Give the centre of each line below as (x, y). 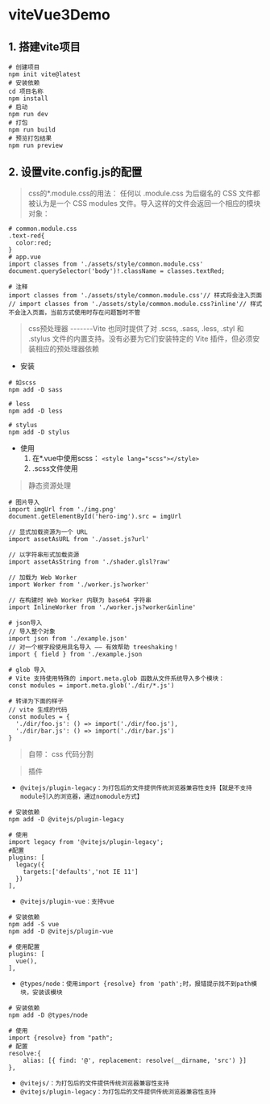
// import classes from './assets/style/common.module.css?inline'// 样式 (135, 304)
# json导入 (25, 623)
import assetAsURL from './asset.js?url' (79, 539)
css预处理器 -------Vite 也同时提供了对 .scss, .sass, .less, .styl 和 (136, 328)
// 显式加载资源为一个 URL (48, 532)
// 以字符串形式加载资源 (44, 555)
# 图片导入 (24, 502)
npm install (28, 99)
